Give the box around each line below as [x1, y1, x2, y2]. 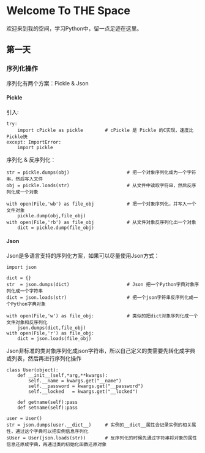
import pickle [17, 144, 53, 150]
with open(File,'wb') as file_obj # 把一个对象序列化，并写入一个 [6, 201, 196, 207]
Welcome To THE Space [6, 4, 130, 18]
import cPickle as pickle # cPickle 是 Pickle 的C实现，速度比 [17, 127, 194, 133]
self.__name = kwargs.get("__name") [28, 378, 122, 384]
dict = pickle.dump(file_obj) [17, 225, 95, 231]
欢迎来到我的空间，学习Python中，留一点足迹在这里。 [6, 25, 143, 32]
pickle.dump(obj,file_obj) [17, 212, 86, 219]
